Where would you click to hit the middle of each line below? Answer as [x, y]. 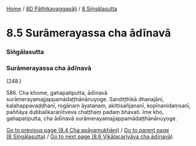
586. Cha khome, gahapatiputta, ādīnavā [57, 93]
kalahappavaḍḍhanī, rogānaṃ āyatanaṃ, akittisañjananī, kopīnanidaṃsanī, [99, 106]
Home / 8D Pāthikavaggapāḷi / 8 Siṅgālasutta [62, 9]
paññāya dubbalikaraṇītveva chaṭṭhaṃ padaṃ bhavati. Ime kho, [85, 112]
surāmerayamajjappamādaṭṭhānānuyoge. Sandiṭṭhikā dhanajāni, [85, 100]
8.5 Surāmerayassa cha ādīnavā [89, 33]
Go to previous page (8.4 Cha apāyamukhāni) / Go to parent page [88, 130]
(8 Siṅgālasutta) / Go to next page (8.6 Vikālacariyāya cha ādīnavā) [90, 137]
